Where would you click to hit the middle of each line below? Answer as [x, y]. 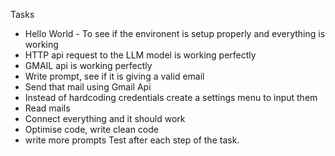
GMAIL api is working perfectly [88, 65]
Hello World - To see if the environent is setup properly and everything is [175, 33]
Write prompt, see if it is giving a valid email [114, 76]
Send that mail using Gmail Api [88, 87]
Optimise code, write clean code [91, 129]
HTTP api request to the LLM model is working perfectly [140, 55]
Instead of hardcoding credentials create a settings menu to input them [171, 97]
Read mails [47, 108]
